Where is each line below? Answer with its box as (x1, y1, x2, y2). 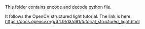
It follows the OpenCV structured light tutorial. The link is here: (5, 14, 132, 19)
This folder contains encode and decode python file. (5, 4, 112, 10)
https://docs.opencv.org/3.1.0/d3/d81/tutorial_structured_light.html (5, 19, 140, 24)
